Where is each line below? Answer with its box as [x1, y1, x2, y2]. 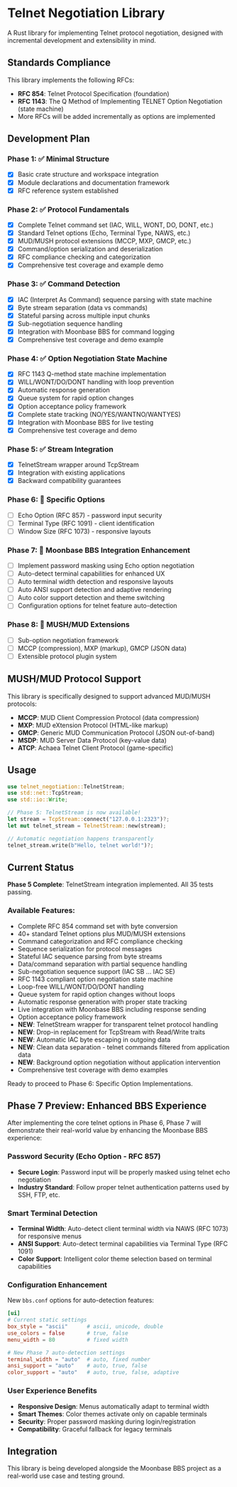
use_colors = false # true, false [7, 1329, 129, 1337]
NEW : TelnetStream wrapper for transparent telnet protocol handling [17, 1020, 219, 1029]
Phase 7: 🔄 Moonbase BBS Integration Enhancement [7, 545, 190, 555]
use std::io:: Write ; [7, 796, 69, 803]
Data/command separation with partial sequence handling [17, 959, 188, 968]
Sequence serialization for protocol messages [17, 944, 153, 953]
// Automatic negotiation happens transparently [7, 835, 154, 842]
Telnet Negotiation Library [7, 5, 165, 21]
